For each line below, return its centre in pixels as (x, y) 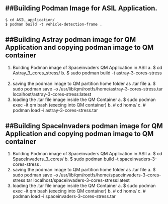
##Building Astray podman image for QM (71, 40)
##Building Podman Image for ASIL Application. (81, 8)
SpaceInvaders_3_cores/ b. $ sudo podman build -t (66, 159)
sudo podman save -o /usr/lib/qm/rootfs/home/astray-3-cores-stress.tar (88, 89)
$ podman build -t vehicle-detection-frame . (54, 24)
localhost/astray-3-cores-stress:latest (52, 94)
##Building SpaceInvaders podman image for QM (84, 126)
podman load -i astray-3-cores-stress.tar (55, 110)
